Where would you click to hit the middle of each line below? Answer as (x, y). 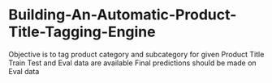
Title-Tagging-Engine (82, 32)
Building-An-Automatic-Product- (123, 15)
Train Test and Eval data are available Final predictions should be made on (133, 63)
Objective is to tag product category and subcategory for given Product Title (136, 54)
